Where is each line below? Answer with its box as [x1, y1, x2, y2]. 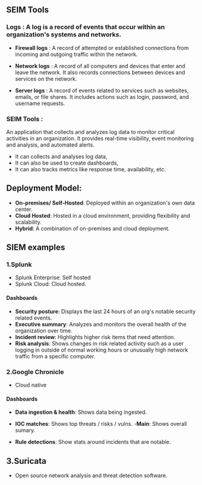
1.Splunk [6, 261, 32, 269]
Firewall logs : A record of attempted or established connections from [14, 44, 189, 51]
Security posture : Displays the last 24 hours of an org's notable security [14, 308, 196, 315]
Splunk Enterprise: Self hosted [14, 274, 91, 281]
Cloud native [14, 381, 47, 388]
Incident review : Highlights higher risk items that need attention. [14, 333, 176, 340]
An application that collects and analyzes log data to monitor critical [6, 128, 175, 135]
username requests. [14, 100, 65, 107]
